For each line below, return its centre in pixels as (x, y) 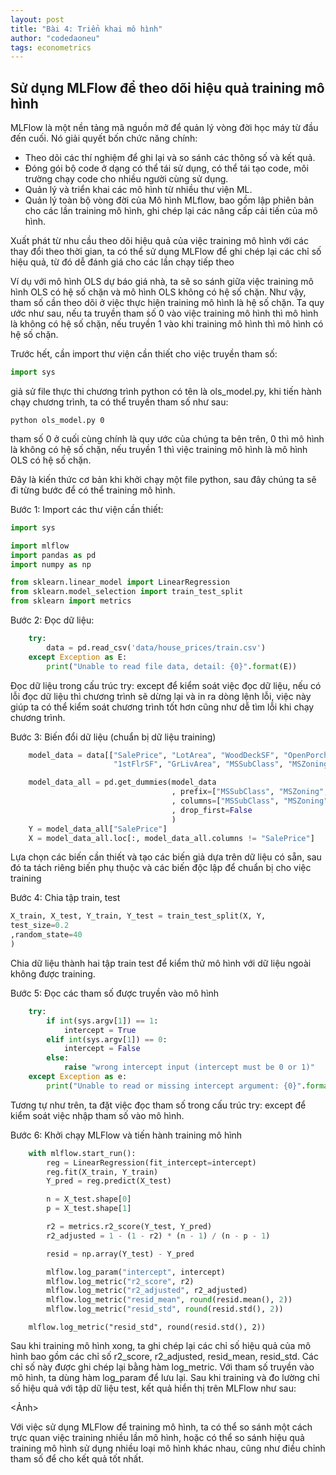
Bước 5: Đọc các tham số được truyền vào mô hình (115, 993)
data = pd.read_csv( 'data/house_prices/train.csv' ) (156, 647)
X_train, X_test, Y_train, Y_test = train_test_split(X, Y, (138, 916)
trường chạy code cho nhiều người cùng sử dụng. (126, 179)
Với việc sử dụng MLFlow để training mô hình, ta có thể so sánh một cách (161, 1427)
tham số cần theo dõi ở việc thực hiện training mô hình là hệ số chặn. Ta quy (167, 303)
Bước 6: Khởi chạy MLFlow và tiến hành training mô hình (126, 1135)
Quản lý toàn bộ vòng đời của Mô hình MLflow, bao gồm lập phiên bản (169, 200)
